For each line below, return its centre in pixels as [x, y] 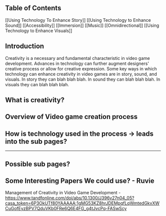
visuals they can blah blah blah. [37, 84]
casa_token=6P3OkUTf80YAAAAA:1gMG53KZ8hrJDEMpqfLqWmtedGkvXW [82, 203]
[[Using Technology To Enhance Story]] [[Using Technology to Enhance [78, 20]
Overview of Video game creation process [71, 117]
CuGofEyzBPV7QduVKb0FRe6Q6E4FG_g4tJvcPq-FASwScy [66, 209]
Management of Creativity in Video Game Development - [63, 193]
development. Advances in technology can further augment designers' [77, 63]
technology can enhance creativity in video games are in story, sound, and [81, 74]
